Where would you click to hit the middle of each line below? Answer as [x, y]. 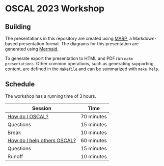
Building [18, 27]
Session [42, 108]
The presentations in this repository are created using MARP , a [68, 38]
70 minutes [94, 116]
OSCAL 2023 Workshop [55, 9]
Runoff [15, 156]
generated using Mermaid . [32, 49]
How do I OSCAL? [28, 116]
